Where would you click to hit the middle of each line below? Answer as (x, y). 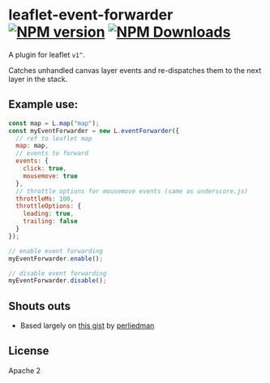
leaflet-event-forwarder (91, 15)
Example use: (43, 104)
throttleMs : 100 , (45, 199)
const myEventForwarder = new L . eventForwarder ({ (94, 131)
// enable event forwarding (56, 251)
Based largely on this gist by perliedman (87, 325)
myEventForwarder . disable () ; (58, 281)
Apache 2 (25, 370)
